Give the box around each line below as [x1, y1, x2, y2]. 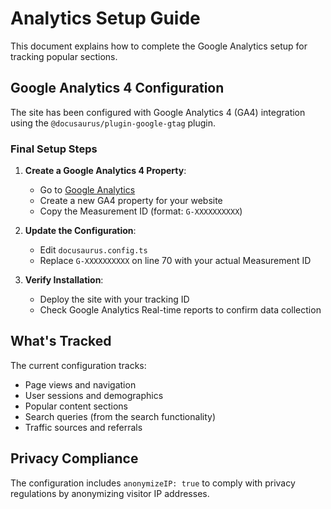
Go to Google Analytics [39, 184, 136, 196]
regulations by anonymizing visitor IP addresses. [10, 487, 210, 499]
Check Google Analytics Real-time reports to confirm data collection [39, 304, 322, 316]
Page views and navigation [24, 378, 137, 391]
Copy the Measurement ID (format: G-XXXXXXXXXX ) [39, 205, 243, 217]
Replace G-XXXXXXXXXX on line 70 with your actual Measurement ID [39, 255, 312, 267]
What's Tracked [10, 333, 112, 350]
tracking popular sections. [10, 50, 118, 62]
